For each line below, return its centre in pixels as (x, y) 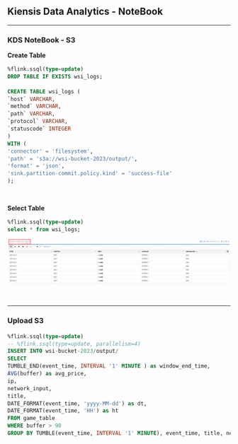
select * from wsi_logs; (44, 229)
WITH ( (17, 144)
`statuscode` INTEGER (39, 129)
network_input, (30, 388)
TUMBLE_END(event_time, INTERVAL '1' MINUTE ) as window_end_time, (109, 366)
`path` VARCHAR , (31, 114)
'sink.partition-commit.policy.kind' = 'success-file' (90, 174)
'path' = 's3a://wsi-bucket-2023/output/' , (73, 158)
